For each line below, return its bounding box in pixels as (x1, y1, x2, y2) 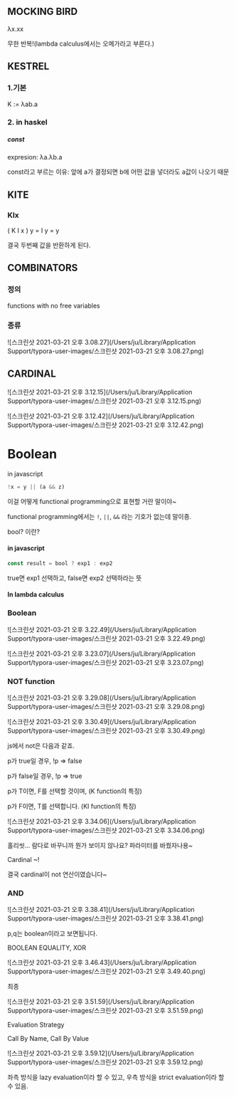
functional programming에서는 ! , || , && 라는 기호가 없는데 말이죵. (7, 512, 192, 520)
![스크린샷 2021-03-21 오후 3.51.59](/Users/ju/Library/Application (7, 997, 195, 1006)
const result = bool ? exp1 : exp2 (7, 560, 113, 567)
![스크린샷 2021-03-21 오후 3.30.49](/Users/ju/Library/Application (7, 717, 197, 725)
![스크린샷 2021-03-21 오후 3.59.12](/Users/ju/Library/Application (7, 1049, 194, 1058)
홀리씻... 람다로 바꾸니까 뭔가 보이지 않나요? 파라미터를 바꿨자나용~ (7, 841, 193, 849)
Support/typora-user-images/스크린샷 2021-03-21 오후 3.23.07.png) (7, 658, 204, 666)
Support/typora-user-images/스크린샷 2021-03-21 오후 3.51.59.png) (7, 1007, 204, 1015)
